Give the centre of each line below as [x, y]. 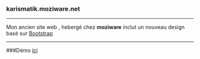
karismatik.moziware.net [43, 9]
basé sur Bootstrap [30, 34]
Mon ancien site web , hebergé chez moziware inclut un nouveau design [96, 27]
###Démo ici [22, 50]
